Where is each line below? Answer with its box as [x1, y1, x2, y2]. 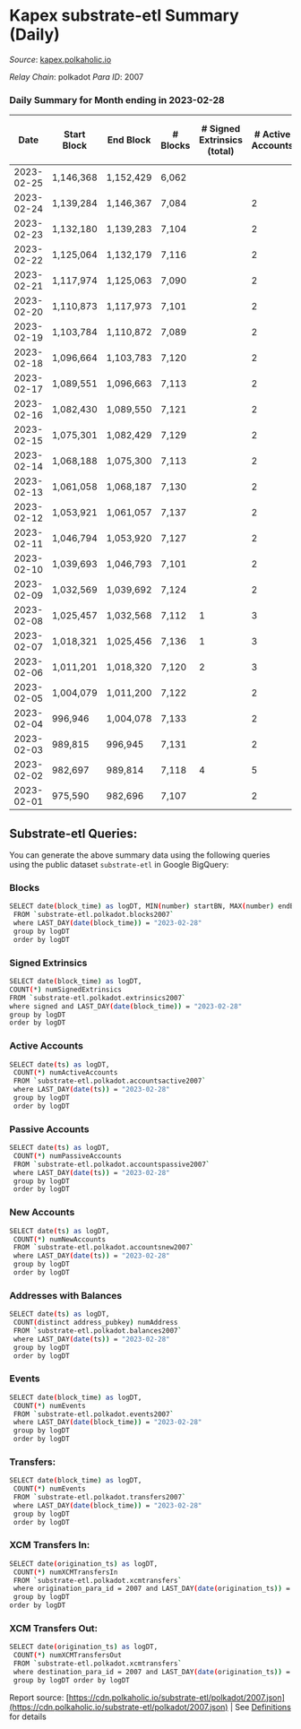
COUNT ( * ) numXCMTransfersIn [13, 1568, 118, 1577]
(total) [207, 145, 235, 158]
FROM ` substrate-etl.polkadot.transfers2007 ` [13, 1493, 186, 1502]
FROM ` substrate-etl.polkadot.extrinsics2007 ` [9, 993, 186, 1002]
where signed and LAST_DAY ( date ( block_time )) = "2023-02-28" [9, 1001, 243, 1011]
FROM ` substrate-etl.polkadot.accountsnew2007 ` [13, 1243, 194, 1252]
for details [9, 1711, 47, 1722]
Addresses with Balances [9, 1289, 123, 1301]
